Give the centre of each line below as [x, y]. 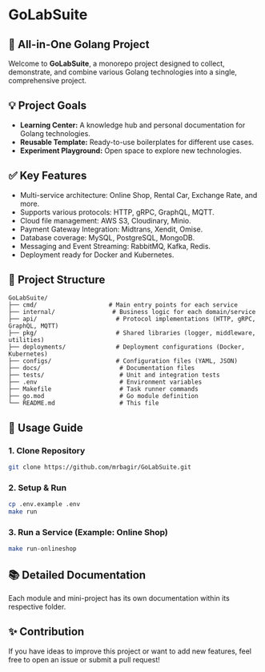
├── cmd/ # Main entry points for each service [123, 305]
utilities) [26, 340]
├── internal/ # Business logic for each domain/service [132, 312]
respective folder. [37, 607]
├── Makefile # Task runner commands [103, 389]
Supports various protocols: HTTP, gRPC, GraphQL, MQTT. [117, 212]
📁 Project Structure [57, 280]
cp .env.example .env [44, 505]
